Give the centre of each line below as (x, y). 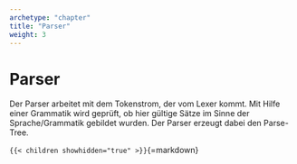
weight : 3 (28, 34)
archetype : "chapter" (50, 18)
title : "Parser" (40, 26)
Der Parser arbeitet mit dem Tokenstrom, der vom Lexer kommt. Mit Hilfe (145, 104)
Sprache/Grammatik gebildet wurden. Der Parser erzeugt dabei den (136, 123)
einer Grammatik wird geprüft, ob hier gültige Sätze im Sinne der (129, 114)
